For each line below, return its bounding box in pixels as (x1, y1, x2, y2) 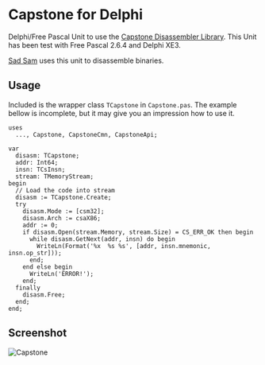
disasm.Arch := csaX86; (22, 214, 102, 222)
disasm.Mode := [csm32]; (22, 207, 105, 216)
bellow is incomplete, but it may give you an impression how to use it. (8, 108, 236, 118)
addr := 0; (22, 221, 59, 229)
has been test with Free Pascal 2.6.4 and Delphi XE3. (8, 40, 181, 49)
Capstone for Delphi (8, 6, 144, 24)
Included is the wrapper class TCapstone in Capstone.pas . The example (8, 99, 237, 109)
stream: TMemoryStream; (15, 173, 94, 181)
